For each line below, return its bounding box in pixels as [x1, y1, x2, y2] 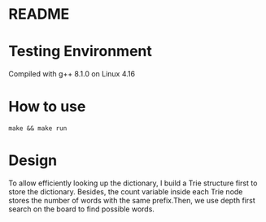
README [8, 5, 70, 24]
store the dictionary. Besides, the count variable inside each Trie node [8, 187, 243, 196]
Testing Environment [8, 42, 153, 61]
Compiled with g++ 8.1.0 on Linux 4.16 [8, 69, 136, 79]
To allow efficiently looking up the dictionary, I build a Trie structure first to [8, 178, 258, 188]
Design [8, 151, 58, 170]
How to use [8, 98, 86, 116]
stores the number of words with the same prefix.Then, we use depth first [8, 196, 255, 205]
